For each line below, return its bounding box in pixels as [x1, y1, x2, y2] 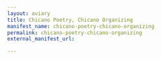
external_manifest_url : [7, 36, 75, 43]
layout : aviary [7, 10, 51, 17]
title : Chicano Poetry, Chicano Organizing [7, 16, 134, 23]
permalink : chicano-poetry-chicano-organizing [7, 29, 143, 36]
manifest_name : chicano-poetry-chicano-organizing [7, 23, 155, 29]
